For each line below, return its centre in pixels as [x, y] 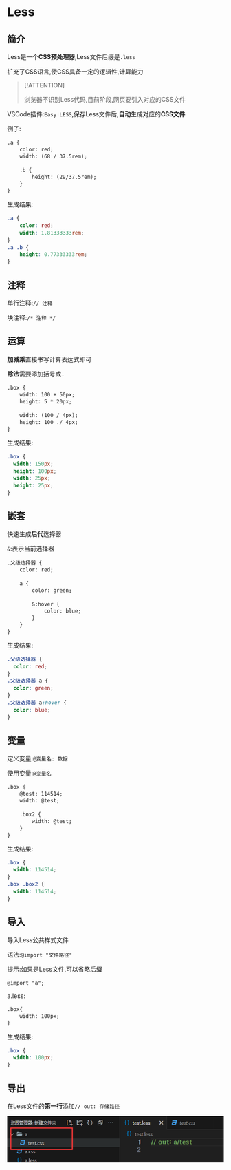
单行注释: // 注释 [30, 303]
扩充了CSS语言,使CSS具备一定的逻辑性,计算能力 [75, 72]
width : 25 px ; [32, 478]
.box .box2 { [26, 884]
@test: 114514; [41, 794]
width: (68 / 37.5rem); [54, 156]
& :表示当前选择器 [31, 549]
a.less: [16, 996]
